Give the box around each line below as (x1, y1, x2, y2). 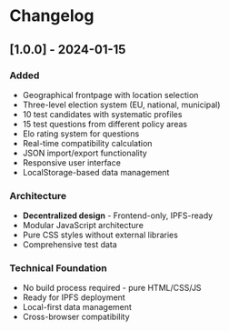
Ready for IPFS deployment (22, 292, 125, 303)
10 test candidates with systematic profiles (22, 108, 183, 119)
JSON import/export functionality (22, 147, 147, 158)
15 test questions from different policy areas (22, 118, 188, 129)
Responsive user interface (22, 156, 121, 168)
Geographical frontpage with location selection (22, 89, 199, 100)
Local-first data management (22, 302, 132, 313)
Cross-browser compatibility (22, 311, 130, 323)
